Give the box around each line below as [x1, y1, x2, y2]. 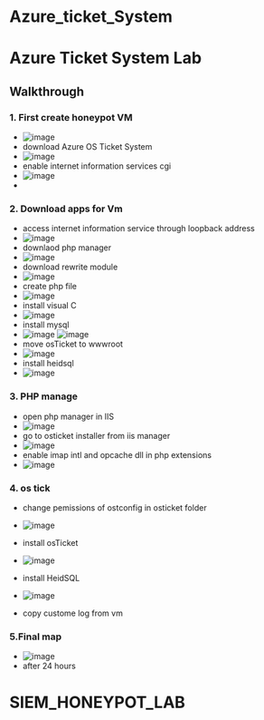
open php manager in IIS [22, 411, 115, 422]
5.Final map [9, 630, 62, 643]
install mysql [22, 319, 70, 330]
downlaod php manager [22, 242, 112, 253]
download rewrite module [22, 261, 118, 273]
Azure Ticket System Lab [9, 48, 202, 69]
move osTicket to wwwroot [22, 338, 124, 350]
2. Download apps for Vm [9, 202, 124, 215]
